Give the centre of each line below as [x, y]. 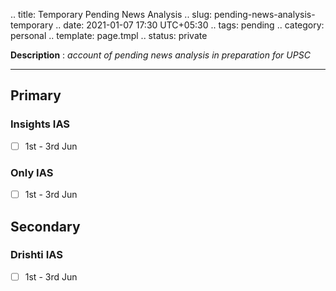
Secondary [45, 226]
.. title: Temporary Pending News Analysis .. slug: [111, 14]
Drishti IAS [36, 255]
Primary [36, 95]
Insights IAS [40, 124]
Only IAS [32, 172]
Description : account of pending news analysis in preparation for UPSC [160, 55]
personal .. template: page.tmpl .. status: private [109, 35]
